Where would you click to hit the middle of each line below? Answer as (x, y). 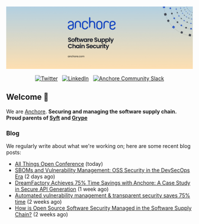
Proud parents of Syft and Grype (47, 118)
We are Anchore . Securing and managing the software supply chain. (92, 111)
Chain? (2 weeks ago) (41, 214)
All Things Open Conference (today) (59, 163)
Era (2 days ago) (35, 176)
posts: (14, 152)
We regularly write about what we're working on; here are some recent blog (98, 146)
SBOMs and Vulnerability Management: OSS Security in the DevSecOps (102, 170)
